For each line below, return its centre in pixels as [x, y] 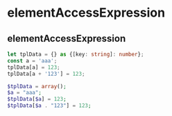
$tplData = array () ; [37, 86]
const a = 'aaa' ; [32, 60]
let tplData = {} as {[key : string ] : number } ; [76, 54]
